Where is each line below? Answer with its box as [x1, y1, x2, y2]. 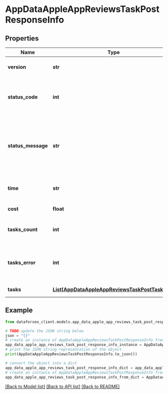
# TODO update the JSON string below [5, 328, 84, 333]
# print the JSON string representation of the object [5, 347, 122, 352]
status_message [7, 142, 48, 149]
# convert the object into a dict [5, 360, 77, 365]
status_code [7, 93, 38, 100]
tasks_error [7, 259, 36, 266]
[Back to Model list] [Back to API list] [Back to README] [5, 383, 120, 389]
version [7, 63, 26, 70]
